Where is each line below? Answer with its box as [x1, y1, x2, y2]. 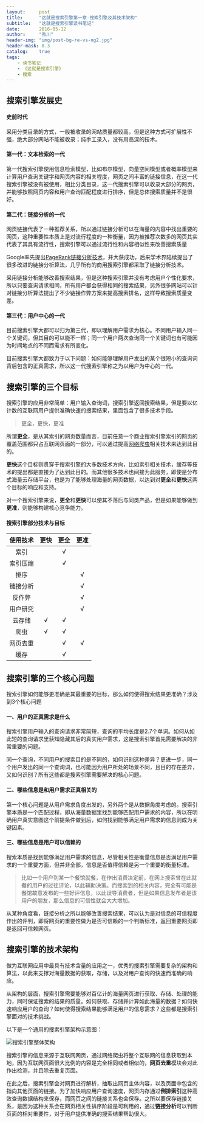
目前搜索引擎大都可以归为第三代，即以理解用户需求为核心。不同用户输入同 [6, 327, 192, 334]
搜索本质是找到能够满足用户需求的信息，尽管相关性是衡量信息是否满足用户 [6, 853, 192, 861]
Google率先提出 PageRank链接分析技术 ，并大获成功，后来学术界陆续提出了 [6, 254, 193, 261]
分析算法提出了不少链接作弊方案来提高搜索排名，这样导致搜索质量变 [22, 290, 192, 297]
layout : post [6, 9, 50, 15]
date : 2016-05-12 [6, 26, 67, 32]
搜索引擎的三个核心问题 [6, 673, 94, 683]
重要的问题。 [11, 743, 44, 750]
